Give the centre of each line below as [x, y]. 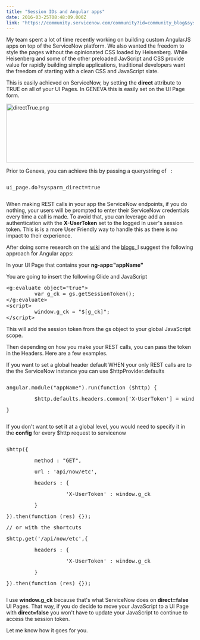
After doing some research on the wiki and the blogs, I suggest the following [100, 247]
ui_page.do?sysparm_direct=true [53, 188]
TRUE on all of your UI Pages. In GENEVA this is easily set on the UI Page [96, 89]
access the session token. [38, 619]
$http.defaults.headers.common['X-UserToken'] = [107, 399]
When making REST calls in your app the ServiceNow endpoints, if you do [97, 204]
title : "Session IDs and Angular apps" [56, 12]
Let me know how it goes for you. [47, 630]
